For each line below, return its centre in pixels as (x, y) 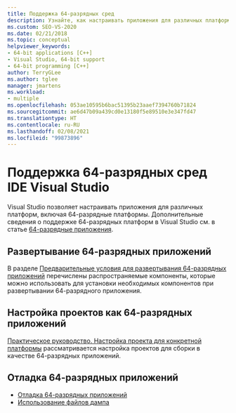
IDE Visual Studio (59, 188)
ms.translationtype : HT (42, 118)
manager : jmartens (34, 86)
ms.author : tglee (33, 79)
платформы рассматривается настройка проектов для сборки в (104, 348)
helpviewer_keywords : (39, 46)
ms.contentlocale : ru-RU (44, 125)
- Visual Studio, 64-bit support (56, 60)
